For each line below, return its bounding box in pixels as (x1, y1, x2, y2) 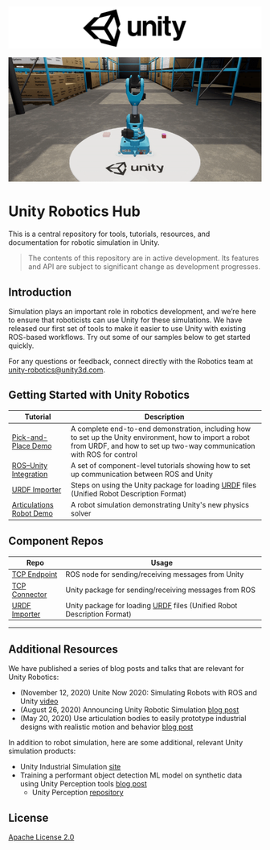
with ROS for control (71, 450, 138, 459)
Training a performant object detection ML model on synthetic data (19, 770, 243, 780)
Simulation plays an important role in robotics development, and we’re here (8, 307, 256, 316)
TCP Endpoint (11, 570, 58, 579)
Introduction (8, 285, 72, 299)
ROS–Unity (11, 460, 48, 470)
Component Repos (8, 534, 104, 548)
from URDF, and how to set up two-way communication (71, 441, 256, 450)
